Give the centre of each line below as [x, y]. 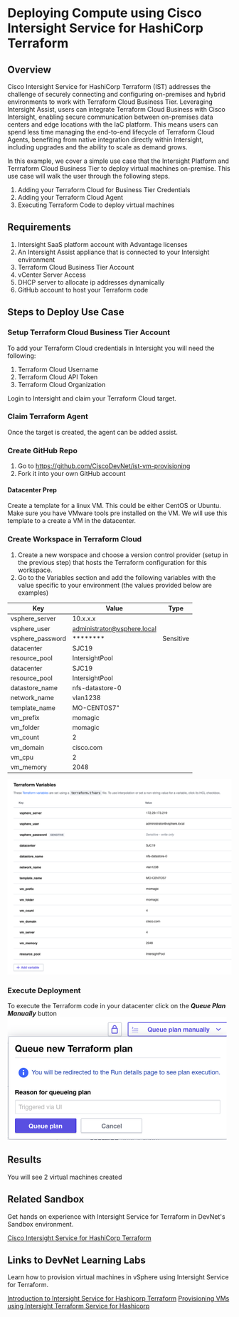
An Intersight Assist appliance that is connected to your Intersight [113, 252]
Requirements [39, 227]
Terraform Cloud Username [58, 369]
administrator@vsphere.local [114, 628]
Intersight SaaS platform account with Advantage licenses [102, 244]
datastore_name [34, 688]
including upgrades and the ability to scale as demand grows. [97, 147]
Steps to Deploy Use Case [66, 312]
